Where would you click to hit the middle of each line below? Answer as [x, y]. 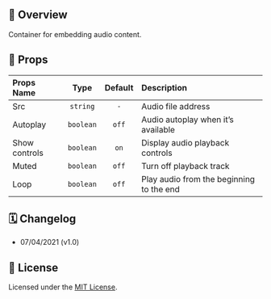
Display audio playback [185, 142]
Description [164, 87]
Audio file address [175, 106]
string [82, 106]
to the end [160, 189]
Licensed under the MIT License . [63, 287]
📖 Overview [38, 15]
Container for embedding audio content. [75, 34]
